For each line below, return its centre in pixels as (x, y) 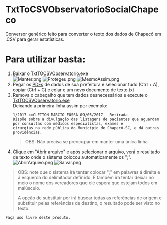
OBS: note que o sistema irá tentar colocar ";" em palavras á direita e (89, 172)
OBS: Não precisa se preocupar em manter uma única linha (87, 141)
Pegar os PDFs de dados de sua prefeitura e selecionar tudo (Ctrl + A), (86, 84)
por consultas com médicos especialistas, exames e (68, 124)
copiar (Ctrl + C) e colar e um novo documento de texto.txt (73, 90)
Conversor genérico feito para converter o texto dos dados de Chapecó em (83, 34)
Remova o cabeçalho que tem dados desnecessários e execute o (80, 95)
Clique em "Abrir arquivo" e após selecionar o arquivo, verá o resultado (86, 152)
